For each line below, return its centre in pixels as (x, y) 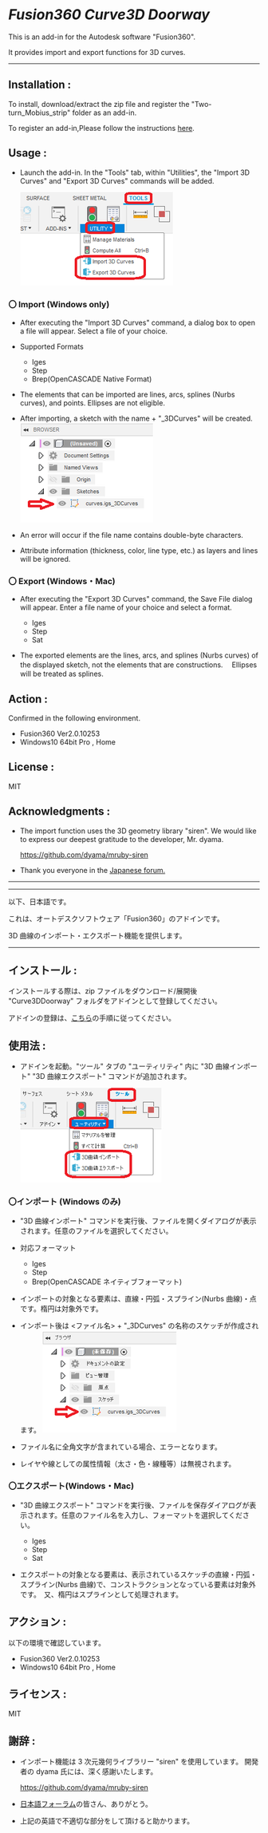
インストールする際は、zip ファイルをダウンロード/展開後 (103, 991)
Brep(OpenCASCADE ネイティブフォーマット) (106, 1282)
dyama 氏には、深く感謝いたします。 (97, 1772)
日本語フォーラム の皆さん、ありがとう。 (86, 1804)
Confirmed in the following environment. (75, 718)
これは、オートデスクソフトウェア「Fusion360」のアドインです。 (116, 918)
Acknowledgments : (59, 812)
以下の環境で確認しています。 (57, 1642)
